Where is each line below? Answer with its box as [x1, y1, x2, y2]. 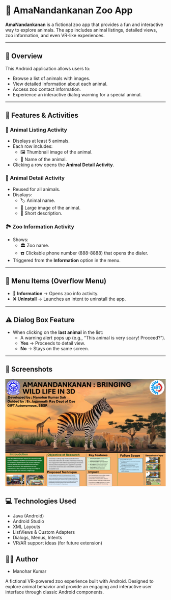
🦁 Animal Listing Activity [5, 126, 68, 134]
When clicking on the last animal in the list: [12, 329, 103, 335]
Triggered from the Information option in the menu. [12, 257, 121, 264]
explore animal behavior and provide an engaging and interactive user [5, 584, 152, 590]
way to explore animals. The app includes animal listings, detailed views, [5, 27, 157, 33]
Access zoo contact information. [12, 86, 81, 92]
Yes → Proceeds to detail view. [20, 340, 85, 346]
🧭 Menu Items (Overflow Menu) [5, 277, 107, 285]
